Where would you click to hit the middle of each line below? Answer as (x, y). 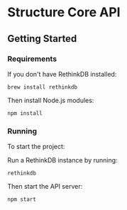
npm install (25, 113)
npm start (22, 199)
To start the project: (36, 147)
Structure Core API (64, 12)
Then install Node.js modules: (51, 100)
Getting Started (42, 39)
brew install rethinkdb (43, 87)
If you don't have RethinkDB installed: (62, 74)
